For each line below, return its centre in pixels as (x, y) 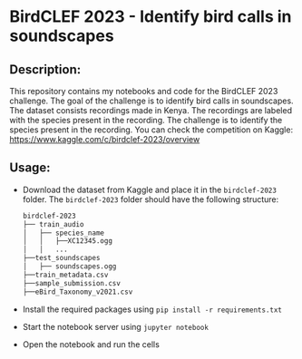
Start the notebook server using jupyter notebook (115, 326)
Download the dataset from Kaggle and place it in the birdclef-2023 (149, 189)
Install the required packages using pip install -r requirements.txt (152, 309)
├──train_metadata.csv (65, 275)
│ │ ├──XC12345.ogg (68, 241)
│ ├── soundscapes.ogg (69, 267)
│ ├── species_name (63, 233)
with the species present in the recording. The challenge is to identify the (146, 120)
